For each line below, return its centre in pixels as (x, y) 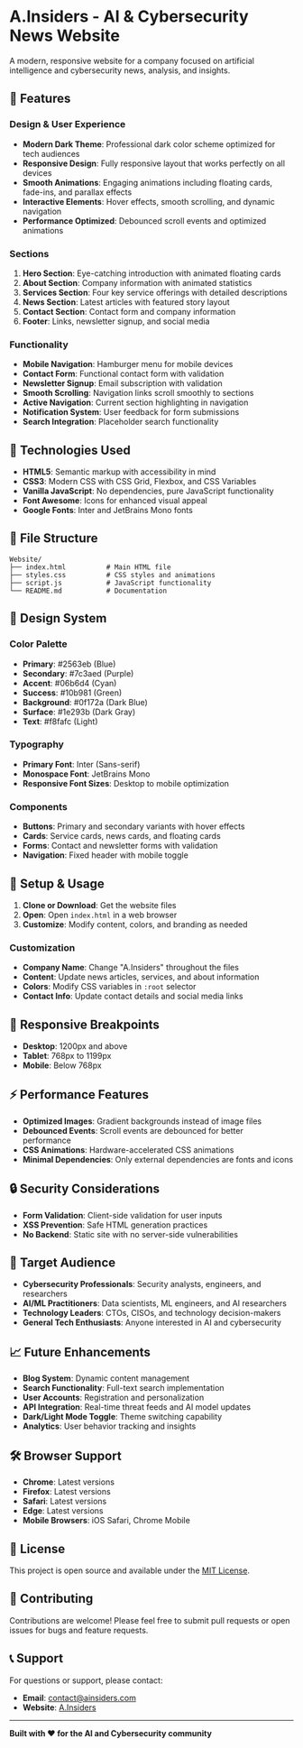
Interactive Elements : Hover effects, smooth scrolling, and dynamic (148, 201)
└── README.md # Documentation (88, 591)
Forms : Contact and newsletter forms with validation (120, 846)
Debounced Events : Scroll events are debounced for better (133, 1130)
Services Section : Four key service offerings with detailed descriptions (155, 292)
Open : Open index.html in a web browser (100, 915)
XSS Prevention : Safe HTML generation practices (115, 1225)
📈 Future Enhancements (80, 1352)
